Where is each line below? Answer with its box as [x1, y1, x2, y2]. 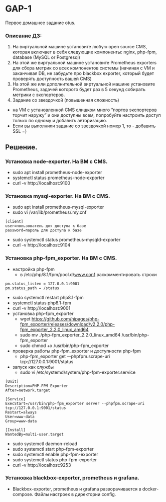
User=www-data [5, 414, 35, 419]
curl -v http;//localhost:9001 [12, 305, 71, 311]
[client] [5, 219, 24, 224]
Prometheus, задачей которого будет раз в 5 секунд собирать [12, 87, 146, 93]
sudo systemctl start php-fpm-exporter [12, 446, 94, 452]
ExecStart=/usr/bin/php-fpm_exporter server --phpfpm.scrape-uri [5, 401, 144, 406]
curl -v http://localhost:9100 [12, 180, 71, 186]
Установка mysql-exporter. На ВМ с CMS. [5, 192, 110, 199]
